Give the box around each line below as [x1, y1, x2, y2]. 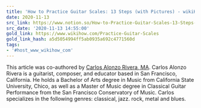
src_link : [6, 20, 31, 26]
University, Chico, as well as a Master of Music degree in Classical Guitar [6, 82, 187, 90]
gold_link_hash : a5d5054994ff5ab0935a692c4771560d [6, 36, 135, 42]
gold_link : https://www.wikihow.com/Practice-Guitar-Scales [6, 31, 160, 37]
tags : [6, 42, 20, 48]
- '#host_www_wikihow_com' [6, 47, 74, 53]
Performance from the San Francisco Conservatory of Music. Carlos [6, 88, 175, 96]
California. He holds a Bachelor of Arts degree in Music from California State [6, 76, 194, 83]
